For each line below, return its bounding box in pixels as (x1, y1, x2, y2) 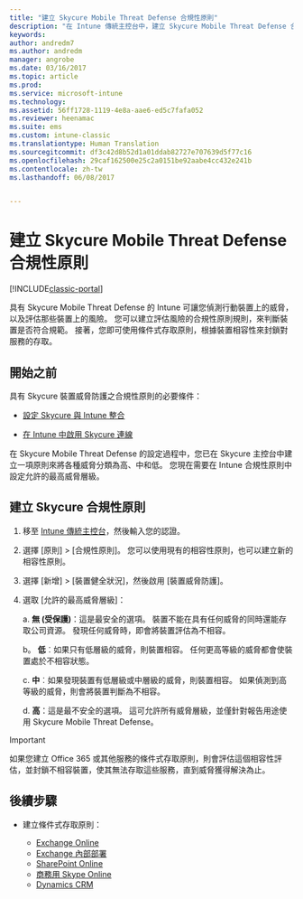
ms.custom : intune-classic (9, 131, 111, 140)
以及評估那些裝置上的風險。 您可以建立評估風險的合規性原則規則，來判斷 (9, 314, 280, 324)
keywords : (9, 30, 47, 39)
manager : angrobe (9, 55, 75, 64)
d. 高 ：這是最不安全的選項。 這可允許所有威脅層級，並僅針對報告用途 (22, 705, 280, 716)
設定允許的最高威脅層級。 (9, 471, 105, 482)
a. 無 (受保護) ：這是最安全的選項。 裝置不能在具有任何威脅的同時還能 (22, 613, 280, 624)
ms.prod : (9, 80, 42, 89)
